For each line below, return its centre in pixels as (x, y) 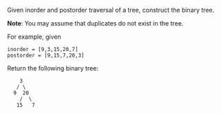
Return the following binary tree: (53, 68)
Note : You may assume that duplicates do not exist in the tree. (95, 23)
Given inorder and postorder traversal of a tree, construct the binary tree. (111, 10)
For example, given (34, 37)
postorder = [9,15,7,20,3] (46, 55)
